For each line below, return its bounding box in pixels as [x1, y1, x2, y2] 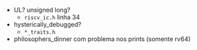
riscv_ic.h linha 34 [24, 13, 80, 21]
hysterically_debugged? [13, 21, 82, 28]
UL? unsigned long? [13, 6, 71, 14]
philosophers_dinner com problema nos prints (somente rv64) [13, 35, 191, 43]
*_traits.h [24, 29, 56, 36]
